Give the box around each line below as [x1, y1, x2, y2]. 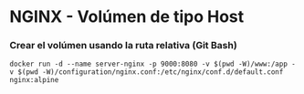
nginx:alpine [9, 76, 59, 85]
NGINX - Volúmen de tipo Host [9, 6, 245, 27]
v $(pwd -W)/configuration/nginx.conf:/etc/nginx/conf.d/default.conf [9, 68, 284, 77]
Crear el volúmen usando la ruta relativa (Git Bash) [9, 39, 237, 52]
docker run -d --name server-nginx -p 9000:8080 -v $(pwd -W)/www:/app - [9, 59, 297, 69]
